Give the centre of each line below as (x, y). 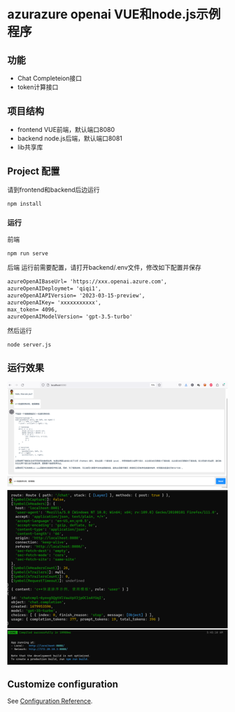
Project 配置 (34, 172)
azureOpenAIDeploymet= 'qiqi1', (54, 289)
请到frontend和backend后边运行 (54, 190)
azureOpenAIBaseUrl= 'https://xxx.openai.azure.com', (87, 282)
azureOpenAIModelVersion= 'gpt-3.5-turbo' (70, 317)
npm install (24, 204)
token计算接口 (38, 87)
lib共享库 (30, 147)
